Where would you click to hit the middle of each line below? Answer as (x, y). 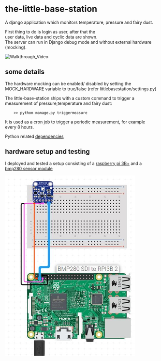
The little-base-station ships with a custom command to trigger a (70, 98)
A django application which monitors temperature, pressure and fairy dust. (79, 22)
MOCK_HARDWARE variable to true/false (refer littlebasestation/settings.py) (81, 89)
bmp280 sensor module (29, 168)
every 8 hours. (20, 127)
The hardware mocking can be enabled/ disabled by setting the (68, 83)
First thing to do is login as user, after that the (50, 32)
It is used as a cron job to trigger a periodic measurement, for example (75, 122)
